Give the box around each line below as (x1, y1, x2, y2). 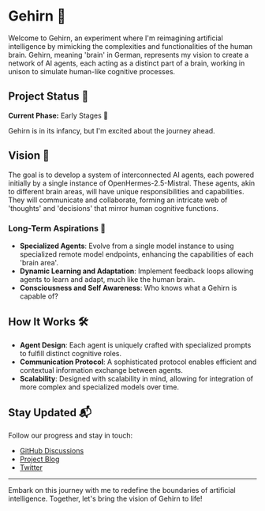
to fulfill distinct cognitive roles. (19, 348, 122, 358)
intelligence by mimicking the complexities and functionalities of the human (8, 41, 253, 51)
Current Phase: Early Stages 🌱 (8, 111, 109, 120)
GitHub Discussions (19, 446, 84, 456)
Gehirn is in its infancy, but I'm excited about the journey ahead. (8, 126, 215, 135)
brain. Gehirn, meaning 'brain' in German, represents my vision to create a (8, 50, 249, 59)
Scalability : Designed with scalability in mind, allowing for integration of (19, 374, 254, 383)
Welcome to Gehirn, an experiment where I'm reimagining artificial (8, 33, 223, 43)
